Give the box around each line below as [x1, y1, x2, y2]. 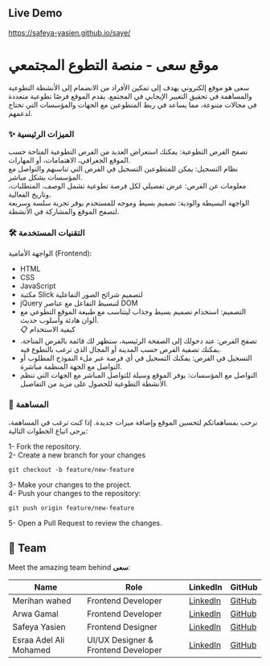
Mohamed [12, 644, 51, 656]
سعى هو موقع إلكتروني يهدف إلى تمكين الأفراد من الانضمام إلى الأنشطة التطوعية [8, 82, 250, 92]
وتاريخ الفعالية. [8, 189, 51, 200]
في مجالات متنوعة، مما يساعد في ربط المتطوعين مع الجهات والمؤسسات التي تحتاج [8, 100, 257, 110]
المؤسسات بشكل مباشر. [8, 172, 83, 182]
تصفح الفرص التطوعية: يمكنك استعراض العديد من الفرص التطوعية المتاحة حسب [8, 147, 248, 156]
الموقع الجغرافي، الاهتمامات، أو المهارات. [8, 155, 131, 165]
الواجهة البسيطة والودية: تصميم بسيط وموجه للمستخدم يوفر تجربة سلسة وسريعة [8, 198, 250, 208]
